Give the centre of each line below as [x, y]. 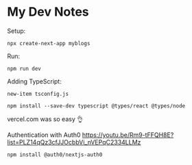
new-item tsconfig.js [38, 94]
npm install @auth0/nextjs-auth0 [55, 155]
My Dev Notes [48, 12]
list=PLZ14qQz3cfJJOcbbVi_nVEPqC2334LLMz [74, 142]
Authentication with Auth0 [44, 135]
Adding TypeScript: [34, 81]
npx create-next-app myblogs [49, 43]
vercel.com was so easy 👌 [45, 119]
